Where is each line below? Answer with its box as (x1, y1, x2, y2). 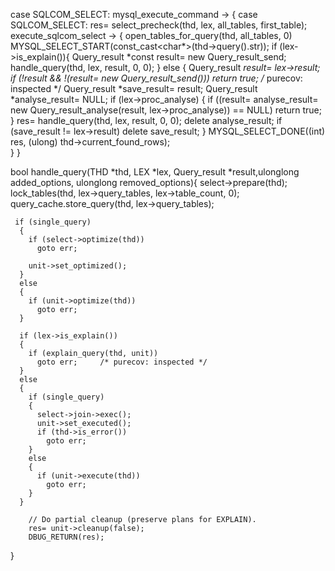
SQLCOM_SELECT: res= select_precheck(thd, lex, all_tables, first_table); (10, 19, 308, 31)
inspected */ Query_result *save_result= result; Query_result (10, 83, 258, 94)
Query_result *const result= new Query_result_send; (71, 51, 287, 63)
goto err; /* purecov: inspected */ (36, 357, 208, 367)
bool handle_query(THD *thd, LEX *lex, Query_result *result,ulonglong (10, 166, 300, 178)
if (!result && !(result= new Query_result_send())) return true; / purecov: (10, 72, 303, 84)
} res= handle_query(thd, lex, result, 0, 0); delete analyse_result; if (10, 115, 283, 126)
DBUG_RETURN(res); (28, 532, 105, 542)
